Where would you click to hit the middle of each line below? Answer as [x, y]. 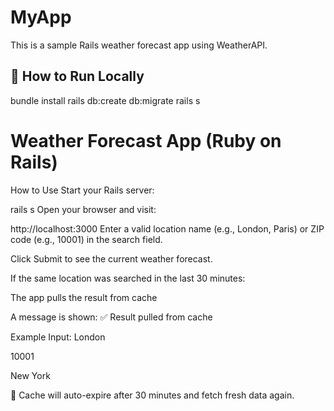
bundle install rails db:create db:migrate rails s [105, 100]
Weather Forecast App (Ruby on [146, 140]
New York [30, 375]
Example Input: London [58, 337]
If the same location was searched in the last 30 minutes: [128, 278]
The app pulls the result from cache [84, 297]
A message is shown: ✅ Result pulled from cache [111, 317]
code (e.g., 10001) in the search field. [86, 239]
